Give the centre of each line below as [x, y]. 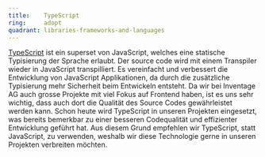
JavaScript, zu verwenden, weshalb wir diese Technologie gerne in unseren [132, 136]
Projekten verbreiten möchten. [58, 145]
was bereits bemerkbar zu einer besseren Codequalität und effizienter [123, 120]
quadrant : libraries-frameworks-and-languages [86, 30]
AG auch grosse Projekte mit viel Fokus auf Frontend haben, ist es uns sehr [131, 95]
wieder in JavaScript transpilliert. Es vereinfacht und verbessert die [118, 69]
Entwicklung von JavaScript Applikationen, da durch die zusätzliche [119, 78]
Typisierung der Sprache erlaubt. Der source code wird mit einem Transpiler [132, 61]
